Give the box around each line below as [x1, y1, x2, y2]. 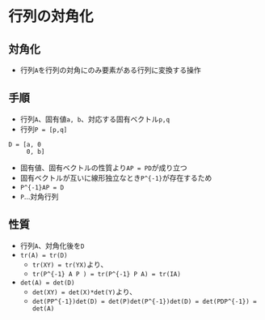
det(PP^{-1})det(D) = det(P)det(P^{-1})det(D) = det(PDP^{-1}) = [32, 297, 257, 305]
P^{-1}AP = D [19, 183, 65, 191]
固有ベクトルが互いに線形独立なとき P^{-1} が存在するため [19, 173, 212, 182]
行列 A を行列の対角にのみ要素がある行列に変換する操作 [19, 66, 201, 75]
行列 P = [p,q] [19, 124, 68, 134]
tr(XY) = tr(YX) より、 [32, 259, 108, 269]
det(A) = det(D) [19, 279, 75, 287]
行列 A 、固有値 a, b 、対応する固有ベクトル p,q [19, 114, 170, 124]
